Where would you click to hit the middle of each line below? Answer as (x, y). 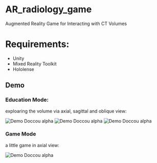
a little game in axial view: (32, 145)
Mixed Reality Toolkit (35, 64)
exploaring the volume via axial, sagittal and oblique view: (66, 111)
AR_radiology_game (49, 9)
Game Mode (21, 134)
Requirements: (37, 44)
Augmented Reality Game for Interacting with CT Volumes (66, 24)
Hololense (23, 69)
